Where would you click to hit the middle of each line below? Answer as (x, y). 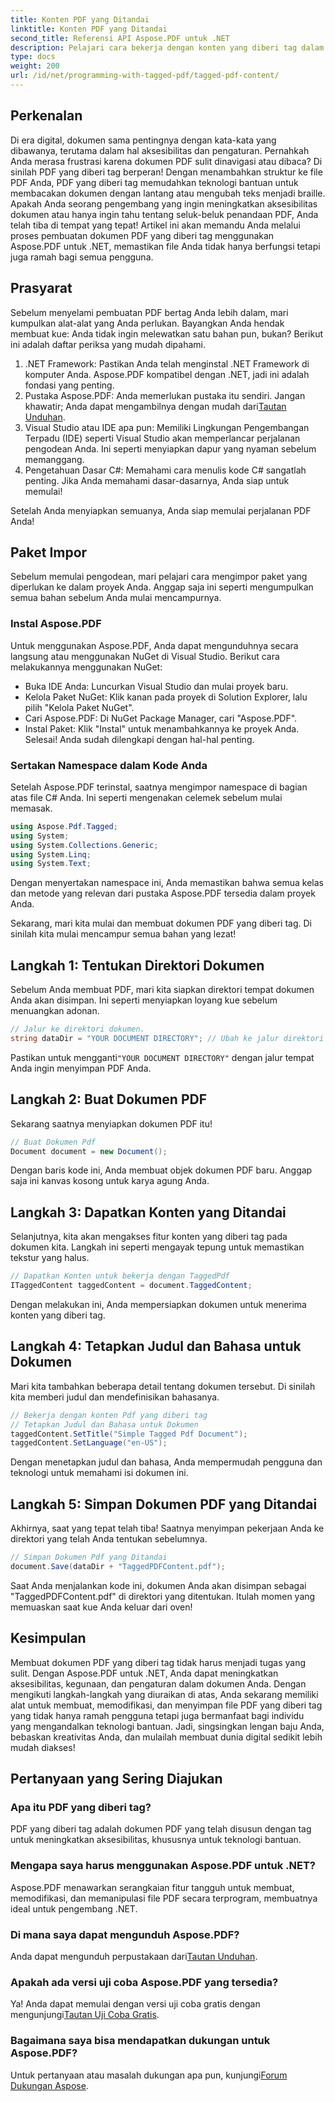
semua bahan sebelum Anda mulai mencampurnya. (116, 598)
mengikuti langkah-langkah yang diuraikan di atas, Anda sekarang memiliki (164, 1694)
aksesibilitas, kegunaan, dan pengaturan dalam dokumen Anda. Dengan (158, 1683)
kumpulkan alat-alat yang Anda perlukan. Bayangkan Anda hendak (147, 323)
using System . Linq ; (51, 854)
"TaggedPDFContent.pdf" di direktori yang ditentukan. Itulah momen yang (163, 1596)
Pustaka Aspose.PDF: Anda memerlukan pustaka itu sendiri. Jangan (165, 395)
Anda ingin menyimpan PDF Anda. (81, 1068)
